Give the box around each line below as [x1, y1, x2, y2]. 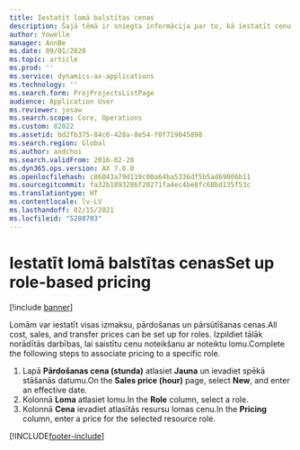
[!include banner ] [9, 301, 74, 312]
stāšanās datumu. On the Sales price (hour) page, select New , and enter [22, 374, 290, 385]
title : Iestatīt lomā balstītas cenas [9, 13, 154, 22]
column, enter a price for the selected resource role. [22, 413, 216, 424]
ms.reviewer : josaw [9, 105, 83, 114]
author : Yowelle [9, 30, 70, 39]
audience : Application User [9, 96, 115, 106]
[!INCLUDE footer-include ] [9, 430, 105, 441]
